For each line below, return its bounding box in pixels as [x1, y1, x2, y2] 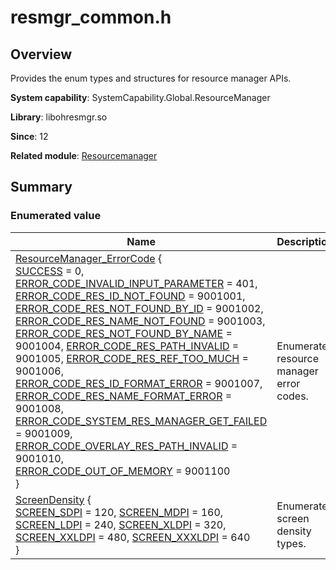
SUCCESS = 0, [15, 264, 85, 278]
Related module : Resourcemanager [10, 150, 158, 161]
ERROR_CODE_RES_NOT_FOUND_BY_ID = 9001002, [15, 301, 264, 315]
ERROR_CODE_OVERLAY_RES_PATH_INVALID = [15, 439, 238, 453]
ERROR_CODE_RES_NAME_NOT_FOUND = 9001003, [15, 314, 266, 328]
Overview [10, 46, 73, 63]
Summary [10, 179, 73, 196]
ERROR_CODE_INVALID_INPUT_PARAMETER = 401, [15, 276, 258, 290]
